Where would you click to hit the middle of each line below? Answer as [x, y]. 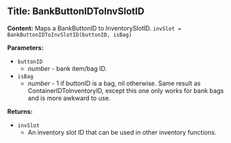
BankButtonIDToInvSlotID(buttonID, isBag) [70, 35]
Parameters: [25, 47]
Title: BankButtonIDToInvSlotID [76, 11]
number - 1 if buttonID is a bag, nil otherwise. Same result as [114, 83]
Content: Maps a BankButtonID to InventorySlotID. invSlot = [94, 28]
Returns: [20, 111]
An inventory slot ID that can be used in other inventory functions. [122, 132]
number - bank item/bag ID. [67, 68]
